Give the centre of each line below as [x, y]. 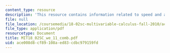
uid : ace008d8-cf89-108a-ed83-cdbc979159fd [52, 43]
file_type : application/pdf [35, 29]
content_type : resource [30, 10]
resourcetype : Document [30, 33]
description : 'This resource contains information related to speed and [83, 15]
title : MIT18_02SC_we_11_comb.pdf [42, 38]
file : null [17, 19]
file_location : [21, 24]
